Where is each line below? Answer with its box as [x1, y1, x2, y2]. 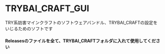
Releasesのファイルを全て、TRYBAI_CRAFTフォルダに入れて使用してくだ [5, 37, 156, 44]
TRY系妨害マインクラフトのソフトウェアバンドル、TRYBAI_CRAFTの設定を [5, 19, 158, 25]
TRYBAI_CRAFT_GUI [5, 3, 89, 14]
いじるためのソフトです [5, 25, 53, 32]
